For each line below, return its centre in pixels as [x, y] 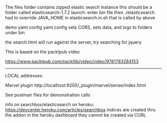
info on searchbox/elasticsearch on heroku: [50, 104]
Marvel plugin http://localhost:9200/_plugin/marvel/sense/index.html [76, 85]
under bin [15, 32]
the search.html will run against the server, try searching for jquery [73, 42]
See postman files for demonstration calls [48, 95]
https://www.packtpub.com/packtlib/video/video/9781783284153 [72, 61]
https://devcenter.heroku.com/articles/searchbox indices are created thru [80, 110]
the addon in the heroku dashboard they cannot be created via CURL [76, 115]
